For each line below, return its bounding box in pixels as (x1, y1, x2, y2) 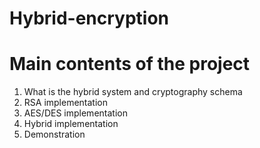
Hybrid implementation (23, 118, 119, 130)
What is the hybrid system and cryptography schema (23, 86, 243, 98)
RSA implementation (23, 97, 109, 109)
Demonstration (23, 128, 86, 141)
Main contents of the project (9, 53, 251, 76)
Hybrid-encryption (9, 7, 170, 30)
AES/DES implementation (23, 107, 128, 119)
